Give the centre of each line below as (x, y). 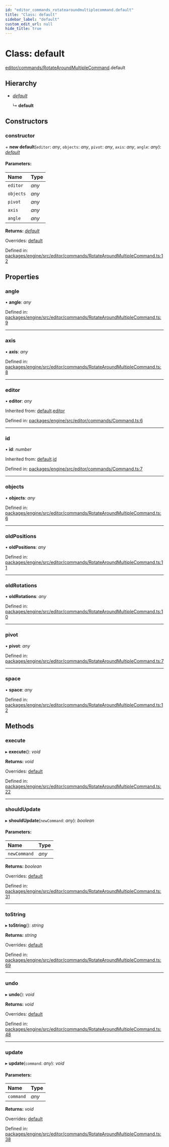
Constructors (27, 121)
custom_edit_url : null (29, 24)
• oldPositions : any (26, 547)
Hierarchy (21, 84)
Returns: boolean (23, 866)
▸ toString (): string (24, 925)
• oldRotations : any (26, 596)
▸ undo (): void (20, 994)
